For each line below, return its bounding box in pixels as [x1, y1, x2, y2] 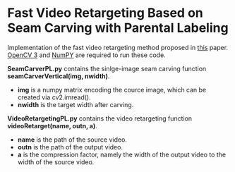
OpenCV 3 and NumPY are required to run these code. [7, 51, 166, 59]
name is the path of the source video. [17, 135, 127, 144]
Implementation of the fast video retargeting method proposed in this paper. [7, 43, 228, 51]
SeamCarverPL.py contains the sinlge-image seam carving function [7, 64, 207, 73]
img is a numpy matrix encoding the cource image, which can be [17, 85, 207, 94]
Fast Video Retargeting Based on [7, 5, 203, 21]
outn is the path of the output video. [17, 142, 123, 151]
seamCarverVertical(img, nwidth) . [7, 72, 110, 80]
